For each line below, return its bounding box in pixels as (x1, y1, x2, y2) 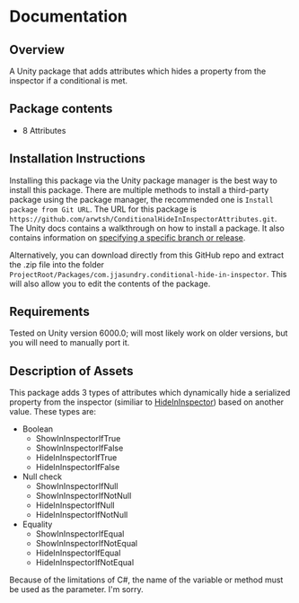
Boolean (22, 424, 54, 434)
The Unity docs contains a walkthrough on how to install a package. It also (9, 223, 285, 233)
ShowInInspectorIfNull (35, 481, 119, 492)
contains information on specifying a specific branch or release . (9, 232, 246, 243)
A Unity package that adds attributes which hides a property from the (9, 66, 267, 76)
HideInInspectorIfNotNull (35, 510, 128, 520)
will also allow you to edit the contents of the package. (9, 278, 211, 289)
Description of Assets (9, 363, 134, 379)
